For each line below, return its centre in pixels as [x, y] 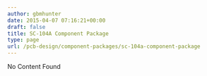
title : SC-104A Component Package [58, 33]
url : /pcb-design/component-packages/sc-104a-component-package [104, 46]
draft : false [26, 27]
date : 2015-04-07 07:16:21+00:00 [57, 20]
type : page [23, 40]
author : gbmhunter [34, 14]
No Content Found [34, 66]
